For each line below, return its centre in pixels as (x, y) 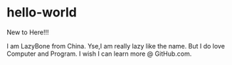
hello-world (42, 12)
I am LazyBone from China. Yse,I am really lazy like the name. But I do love (116, 46)
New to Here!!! (28, 32)
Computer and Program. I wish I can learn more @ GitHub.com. (99, 54)
